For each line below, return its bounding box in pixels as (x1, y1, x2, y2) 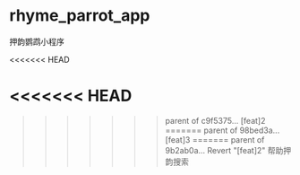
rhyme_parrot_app (9, 5, 150, 26)
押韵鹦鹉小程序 (9, 36, 64, 47)
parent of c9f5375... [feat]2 (165, 115, 266, 126)
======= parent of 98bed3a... (165, 125, 280, 136)
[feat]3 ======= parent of (165, 134, 265, 144)
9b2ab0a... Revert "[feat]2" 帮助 (165, 144, 284, 155)
